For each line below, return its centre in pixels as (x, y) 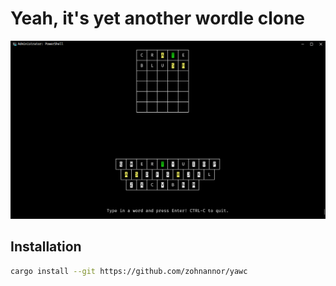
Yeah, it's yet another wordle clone (158, 18)
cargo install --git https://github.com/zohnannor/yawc (129, 271)
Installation (46, 247)
